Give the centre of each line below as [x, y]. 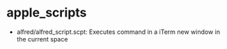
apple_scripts [47, 13]
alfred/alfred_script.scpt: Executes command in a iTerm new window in [118, 32]
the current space [42, 39]
